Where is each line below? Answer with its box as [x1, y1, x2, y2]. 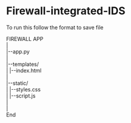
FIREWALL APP [6, 35, 43, 42]
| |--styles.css [6, 86, 41, 93]
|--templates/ [6, 61, 39, 68]
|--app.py [6, 48, 30, 55]
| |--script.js [6, 92, 36, 99]
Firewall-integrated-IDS [6, 4, 126, 18]
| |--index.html [6, 67, 42, 74]
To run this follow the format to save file [6, 24, 104, 31]
